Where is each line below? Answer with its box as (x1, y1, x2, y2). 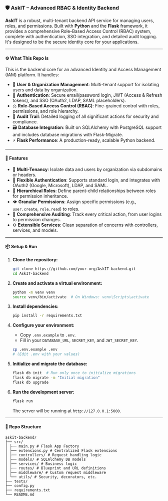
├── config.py (5, 483, 35, 488)
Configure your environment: (12, 322, 75, 328)
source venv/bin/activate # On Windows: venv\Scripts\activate (12, 294, 149, 299)
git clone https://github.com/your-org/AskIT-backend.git (12, 266, 136, 271)
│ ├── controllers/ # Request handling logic (5, 452, 101, 457)
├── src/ (5, 439, 23, 444)
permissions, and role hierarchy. (12, 108, 79, 114)
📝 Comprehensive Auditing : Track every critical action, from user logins (12, 211, 162, 217)
